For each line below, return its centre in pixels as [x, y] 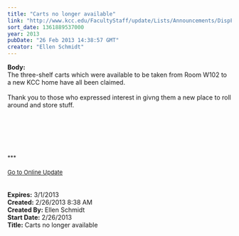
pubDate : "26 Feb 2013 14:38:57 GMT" [63, 41]
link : [15, 21]
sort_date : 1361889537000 [46, 27]
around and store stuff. [41, 105]
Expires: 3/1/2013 [33, 195]
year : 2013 [23, 34]
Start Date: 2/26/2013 [40, 217]
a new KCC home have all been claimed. [67, 82]
